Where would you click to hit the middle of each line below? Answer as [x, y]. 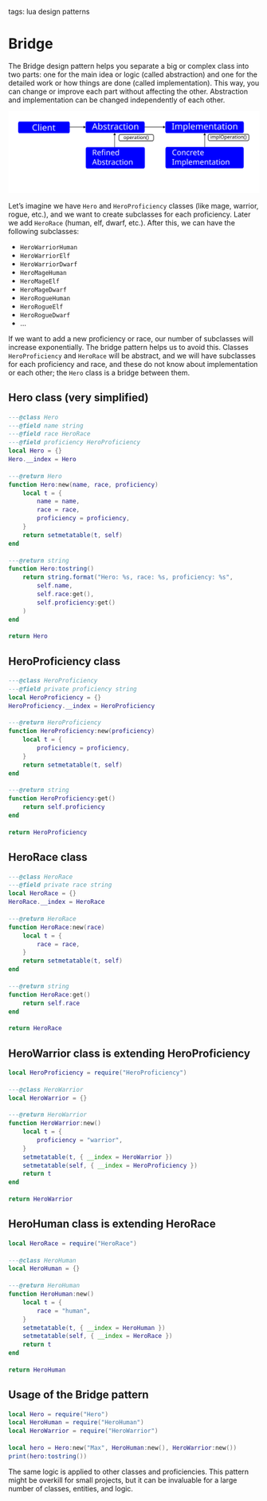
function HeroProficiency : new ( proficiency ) [82, 731]
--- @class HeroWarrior [46, 1089]
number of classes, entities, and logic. [71, 1488]
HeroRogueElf [41, 307]
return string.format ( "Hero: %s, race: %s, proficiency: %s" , [128, 577]
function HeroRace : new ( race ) [57, 927]
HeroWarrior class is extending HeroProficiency [130, 1053]
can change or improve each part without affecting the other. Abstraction [128, 91]
